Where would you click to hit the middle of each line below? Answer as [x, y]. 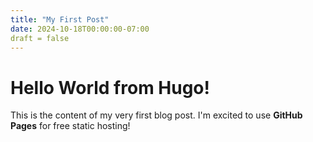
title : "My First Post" [60, 19]
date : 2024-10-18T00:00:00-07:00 [80, 29]
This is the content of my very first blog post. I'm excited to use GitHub [156, 115]
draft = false [40, 38]
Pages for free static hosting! [70, 126]
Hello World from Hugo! [110, 87]
